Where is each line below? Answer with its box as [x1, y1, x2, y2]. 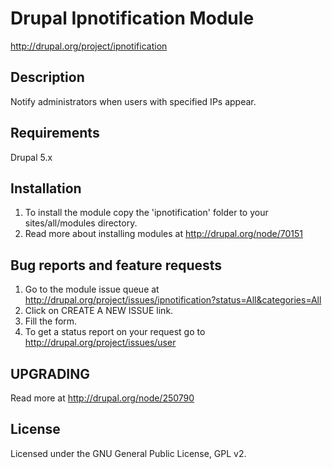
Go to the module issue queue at [24, 283, 160, 296]
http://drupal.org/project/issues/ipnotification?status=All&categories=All [24, 294, 322, 306]
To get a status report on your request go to [24, 326, 206, 338]
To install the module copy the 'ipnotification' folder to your [24, 207, 269, 219]
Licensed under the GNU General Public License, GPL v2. [10, 447, 247, 459]
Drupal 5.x [10, 151, 53, 163]
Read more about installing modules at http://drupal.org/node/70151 [24, 228, 303, 240]
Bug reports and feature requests [10, 257, 223, 274]
